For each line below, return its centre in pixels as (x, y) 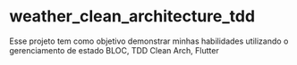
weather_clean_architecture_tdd (132, 16)
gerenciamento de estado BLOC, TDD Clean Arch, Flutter (114, 50)
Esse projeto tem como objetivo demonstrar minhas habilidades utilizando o (149, 41)
